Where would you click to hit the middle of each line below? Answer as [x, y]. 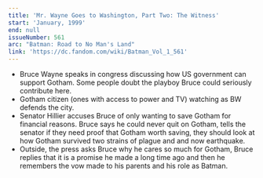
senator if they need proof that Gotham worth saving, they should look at [137, 133]
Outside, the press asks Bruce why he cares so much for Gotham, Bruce [136, 149]
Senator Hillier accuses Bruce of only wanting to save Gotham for [125, 116]
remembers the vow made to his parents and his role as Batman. [124, 166]
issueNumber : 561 [37, 37]
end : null [24, 30]
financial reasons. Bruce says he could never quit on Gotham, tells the [132, 124]
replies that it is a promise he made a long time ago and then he [122, 157]
